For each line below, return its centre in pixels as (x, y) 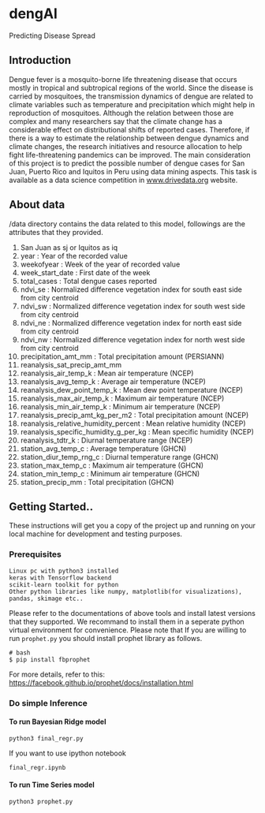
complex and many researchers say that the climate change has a (116, 121)
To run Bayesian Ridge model (58, 722)
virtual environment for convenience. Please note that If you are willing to (128, 630)
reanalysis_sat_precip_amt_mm (71, 364)
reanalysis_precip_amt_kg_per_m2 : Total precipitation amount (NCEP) (134, 415)
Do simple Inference (48, 703)
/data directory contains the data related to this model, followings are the (127, 224)
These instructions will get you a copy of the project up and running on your (132, 526)
